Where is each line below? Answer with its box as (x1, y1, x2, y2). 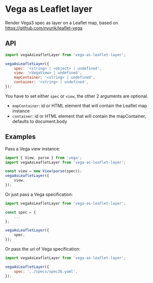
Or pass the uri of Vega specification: (5, 246, 80, 252)
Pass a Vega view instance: (5, 145, 60, 151)
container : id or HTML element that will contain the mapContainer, (12, 113, 146, 119)
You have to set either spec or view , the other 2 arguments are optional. (5, 93, 149, 99)
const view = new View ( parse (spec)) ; (5, 169, 82, 174)
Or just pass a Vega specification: (5, 191, 73, 197)
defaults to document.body (12, 118, 67, 124)
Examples (5, 133, 36, 141)
